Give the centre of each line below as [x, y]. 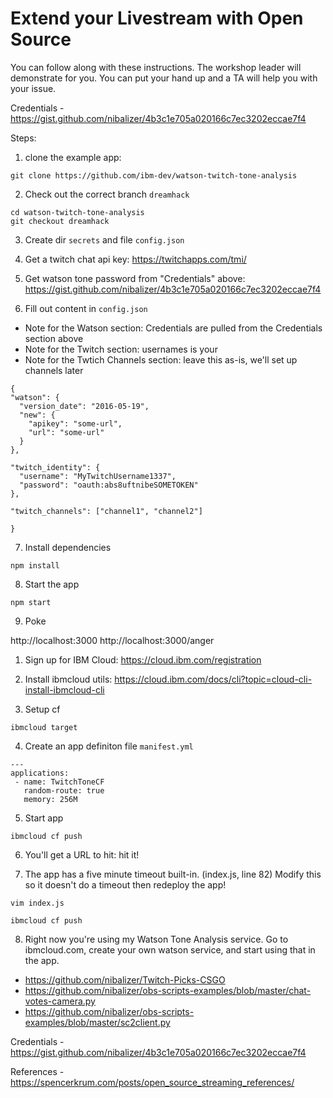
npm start [31, 602]
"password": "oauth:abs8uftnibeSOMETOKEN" [109, 485]
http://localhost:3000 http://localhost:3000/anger [112, 640]
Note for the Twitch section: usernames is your [121, 349]
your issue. [33, 88]
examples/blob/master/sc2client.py [97, 1022]
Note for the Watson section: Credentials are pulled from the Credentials [173, 328]
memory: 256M [50, 799]
